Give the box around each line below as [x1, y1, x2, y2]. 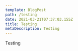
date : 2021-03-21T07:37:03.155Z [5, 17, 73, 22]
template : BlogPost [5, 7, 46, 13]
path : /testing [5, 12, 37, 17]
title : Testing [5, 21, 37, 27]
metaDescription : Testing [5, 26, 59, 31]
